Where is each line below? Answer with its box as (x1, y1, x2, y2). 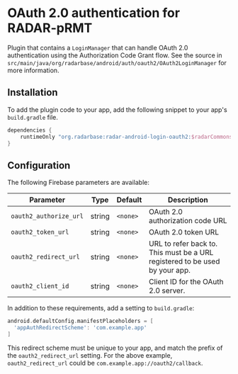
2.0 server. (148, 285, 186, 295)
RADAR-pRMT (7, 20, 93, 36)
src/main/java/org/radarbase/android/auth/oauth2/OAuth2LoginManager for (7, 58, 227, 67)
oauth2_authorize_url (11, 212, 84, 220)
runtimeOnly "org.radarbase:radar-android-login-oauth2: (20, 133, 192, 140)
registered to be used (148, 256, 220, 266)
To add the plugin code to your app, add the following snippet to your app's (7, 105, 228, 114)
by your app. (148, 266, 191, 276)
